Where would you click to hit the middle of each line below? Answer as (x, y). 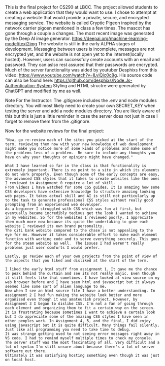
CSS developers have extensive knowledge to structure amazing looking (80, 192)
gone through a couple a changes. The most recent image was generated (80, 33)
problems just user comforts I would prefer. (52, 248)
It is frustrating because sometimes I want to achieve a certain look (80, 312)
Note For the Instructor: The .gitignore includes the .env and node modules (81, 100)
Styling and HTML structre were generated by (99, 85)
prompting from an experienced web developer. (54, 204)
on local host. (21, 360)
